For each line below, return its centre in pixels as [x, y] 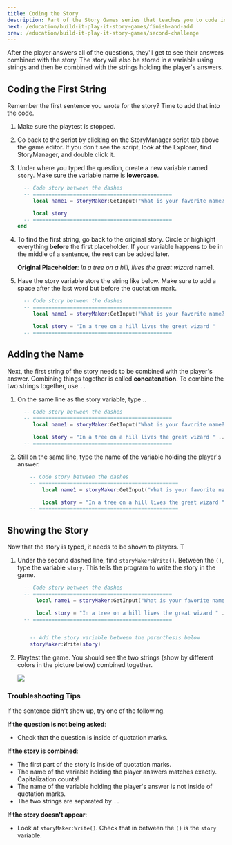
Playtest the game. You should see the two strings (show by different [115, 657]
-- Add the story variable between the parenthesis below [115, 638]
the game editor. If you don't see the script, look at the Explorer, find [114, 147]
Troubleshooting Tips [44, 696]
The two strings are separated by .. [68, 801]
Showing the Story [48, 530]
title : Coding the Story [43, 13]
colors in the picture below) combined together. [85, 665]
